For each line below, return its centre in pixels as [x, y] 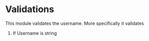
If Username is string [35, 33]
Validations [30, 9]
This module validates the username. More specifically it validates [75, 23]
